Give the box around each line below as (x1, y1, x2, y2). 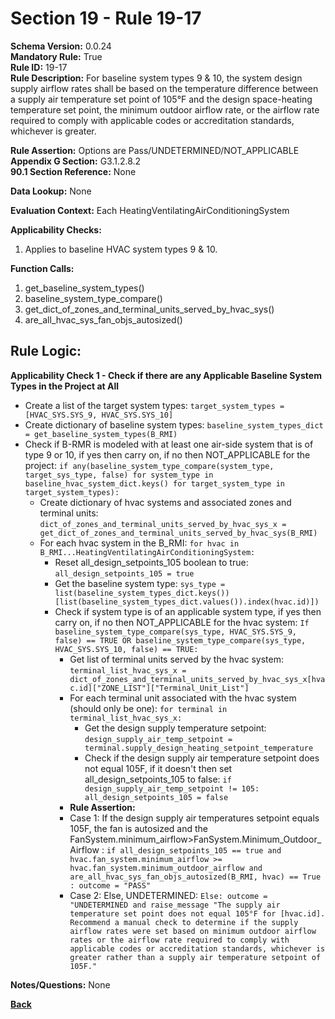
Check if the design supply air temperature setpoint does (84, 752, 320, 764)
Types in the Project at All (10, 380, 120, 392)
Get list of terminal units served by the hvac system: (69, 653, 285, 665)
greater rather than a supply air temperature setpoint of (69, 952, 322, 962)
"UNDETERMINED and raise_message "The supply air (69, 900, 281, 910)
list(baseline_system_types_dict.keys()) (54, 588, 230, 598)
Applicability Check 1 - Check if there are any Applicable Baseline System (10, 369, 322, 381)
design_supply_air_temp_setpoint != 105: (84, 783, 260, 794)
